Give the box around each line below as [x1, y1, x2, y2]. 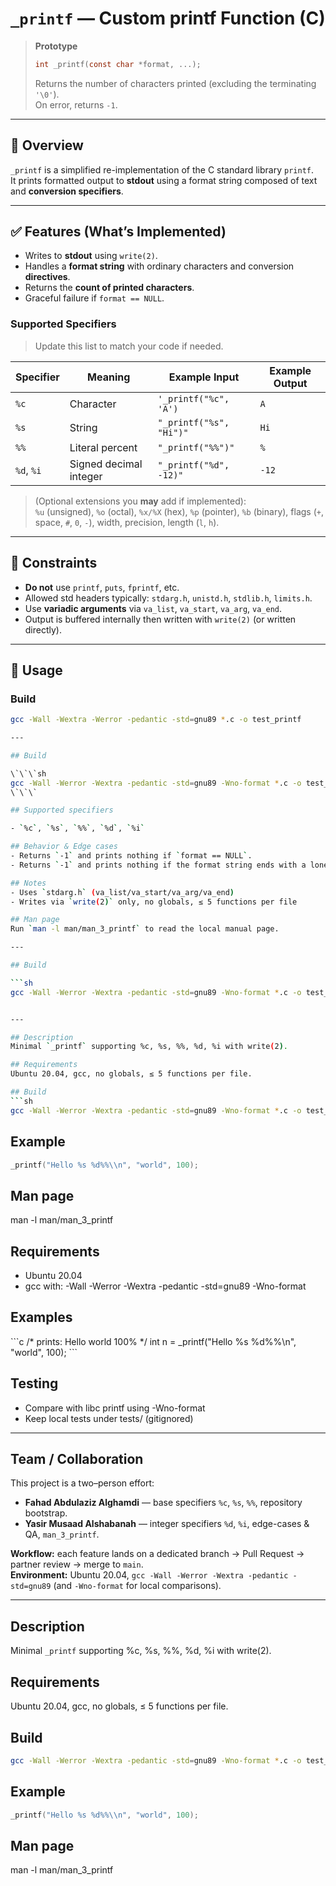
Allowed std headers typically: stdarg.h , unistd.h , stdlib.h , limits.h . [24, 592, 313, 604]
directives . [24, 271, 71, 283]
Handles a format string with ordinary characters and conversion [24, 260, 295, 272]
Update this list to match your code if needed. [34, 340, 224, 352]
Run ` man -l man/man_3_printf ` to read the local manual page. [10, 924, 280, 934]
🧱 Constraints [10, 555, 98, 572]
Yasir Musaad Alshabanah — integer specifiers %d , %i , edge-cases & [24, 1518, 310, 1530]
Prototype [34, 40, 78, 52]
